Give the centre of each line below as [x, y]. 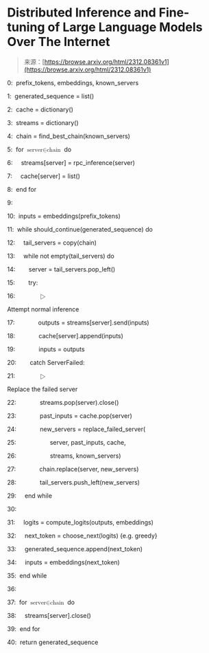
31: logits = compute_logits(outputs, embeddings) [81, 522]
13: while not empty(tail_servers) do [61, 256]
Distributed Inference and [82, 13]
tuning [26, 27]
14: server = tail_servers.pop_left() [61, 269]
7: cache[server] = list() [44, 176]
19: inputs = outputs [46, 349]
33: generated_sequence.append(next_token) [75, 549]
